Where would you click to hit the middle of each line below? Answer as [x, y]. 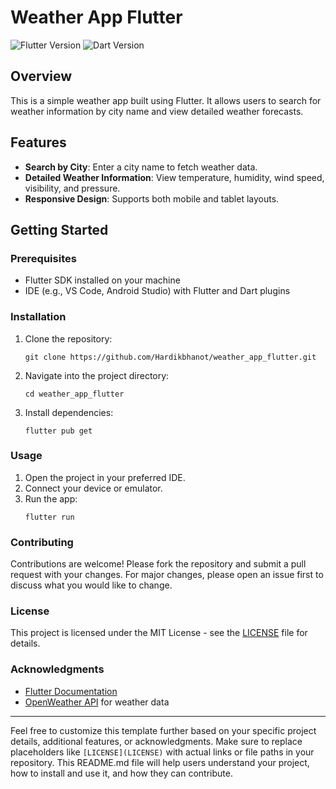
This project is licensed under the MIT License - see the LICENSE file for [159, 633]
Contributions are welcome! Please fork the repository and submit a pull [158, 564]
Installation [38, 317]
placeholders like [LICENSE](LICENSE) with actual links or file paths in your [162, 752]
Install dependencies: [69, 412]
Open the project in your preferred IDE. [105, 477]
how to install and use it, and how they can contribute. [121, 773]
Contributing [42, 542]
